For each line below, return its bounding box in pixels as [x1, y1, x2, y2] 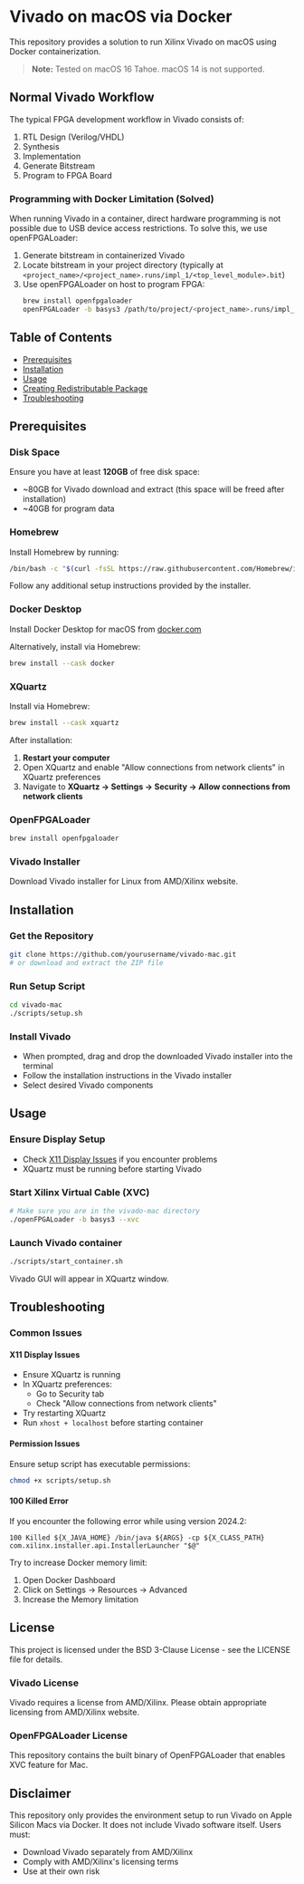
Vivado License [9, 1676, 80, 1689]
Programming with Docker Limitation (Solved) [9, 192, 214, 205]
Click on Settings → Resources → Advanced [22, 1584, 188, 1595]
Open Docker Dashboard [22, 1574, 116, 1585]
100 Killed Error [9, 1495, 70, 1506]
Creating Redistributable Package [22, 382, 148, 393]
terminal [22, 1060, 54, 1071]
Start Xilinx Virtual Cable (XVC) [9, 1185, 150, 1198]
